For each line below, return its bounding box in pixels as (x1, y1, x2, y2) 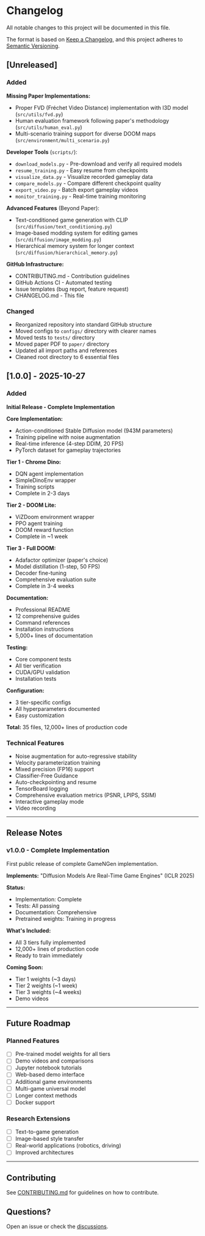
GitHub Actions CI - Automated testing (15, 278, 112, 286)
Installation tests (15, 675, 57, 682)
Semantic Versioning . (6, 42, 60, 49)
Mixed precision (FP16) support (15, 765, 95, 772)
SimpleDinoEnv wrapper (15, 476, 76, 484)
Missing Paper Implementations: (6, 92, 90, 100)
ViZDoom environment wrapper (15, 513, 95, 520)
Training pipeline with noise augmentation (15, 433, 121, 440)
